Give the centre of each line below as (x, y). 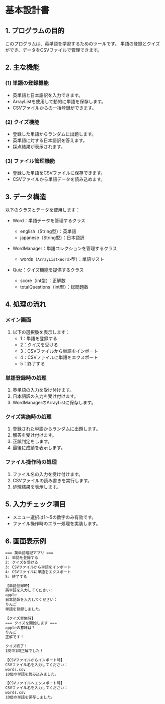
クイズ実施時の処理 (28, 417)
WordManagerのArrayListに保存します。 (54, 403)
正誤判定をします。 (32, 441)
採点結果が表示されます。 (39, 147)
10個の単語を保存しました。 (30, 697)
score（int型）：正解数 (43, 280)
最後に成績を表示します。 (39, 448)
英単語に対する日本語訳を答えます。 (50, 140)
